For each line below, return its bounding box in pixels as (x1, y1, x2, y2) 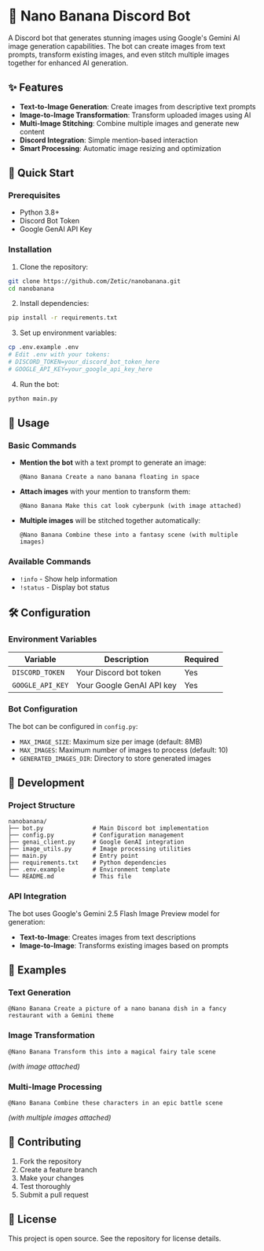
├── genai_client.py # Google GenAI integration (8, 838, 185, 846)
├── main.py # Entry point (8, 852, 139, 860)
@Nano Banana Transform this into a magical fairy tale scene (8, 1047, 216, 1056)
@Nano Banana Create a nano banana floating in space (19, 473, 200, 481)
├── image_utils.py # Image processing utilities (8, 845, 192, 853)
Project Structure (8, 800, 75, 811)
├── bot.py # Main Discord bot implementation (8, 825, 210, 833)
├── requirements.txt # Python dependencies (8, 859, 167, 867)
